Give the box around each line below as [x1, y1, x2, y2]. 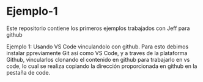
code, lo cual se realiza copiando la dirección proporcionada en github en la [6, 62, 197, 70]
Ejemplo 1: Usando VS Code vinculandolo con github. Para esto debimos [6, 43, 189, 50]
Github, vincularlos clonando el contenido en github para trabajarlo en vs [6, 56, 190, 63]
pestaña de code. [6, 69, 51, 76]
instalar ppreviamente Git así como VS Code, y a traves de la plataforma [6, 49, 188, 56]
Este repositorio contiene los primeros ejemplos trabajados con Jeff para [6, 24, 190, 32]
